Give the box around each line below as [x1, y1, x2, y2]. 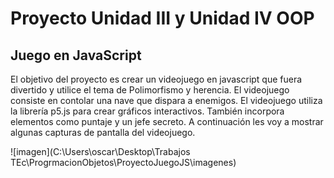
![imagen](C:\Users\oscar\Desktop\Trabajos [10, 146, 191, 157]
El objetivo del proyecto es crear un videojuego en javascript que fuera [10, 73, 303, 85]
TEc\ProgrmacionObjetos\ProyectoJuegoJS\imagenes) [10, 157, 237, 168]
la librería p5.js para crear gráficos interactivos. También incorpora [10, 105, 285, 117]
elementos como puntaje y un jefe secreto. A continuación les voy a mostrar [10, 116, 324, 127]
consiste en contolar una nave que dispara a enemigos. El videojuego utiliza [10, 95, 323, 106]
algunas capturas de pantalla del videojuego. [10, 127, 196, 138]
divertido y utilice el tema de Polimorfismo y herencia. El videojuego [10, 84, 290, 96]
